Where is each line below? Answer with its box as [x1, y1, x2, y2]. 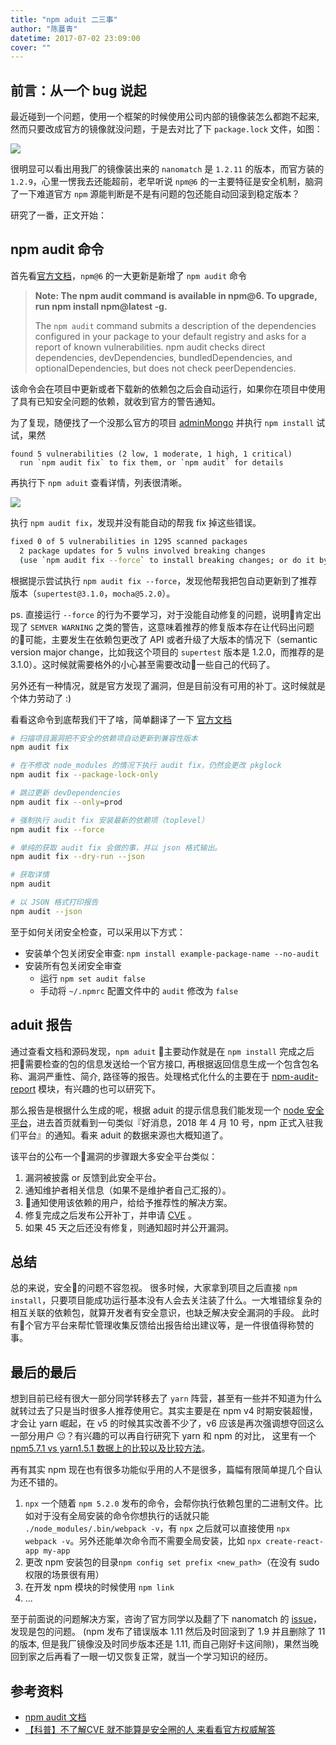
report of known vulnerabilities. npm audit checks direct [34, 341, 266, 353]
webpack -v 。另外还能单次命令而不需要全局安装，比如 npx [24, 1535, 262, 1547]
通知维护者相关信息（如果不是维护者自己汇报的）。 [24, 1184, 232, 1196]
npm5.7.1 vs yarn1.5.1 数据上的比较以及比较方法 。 [10, 1442, 211, 1455]
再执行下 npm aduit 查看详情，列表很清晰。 [10, 476, 188, 488]
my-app [43, 1546, 71, 1556]
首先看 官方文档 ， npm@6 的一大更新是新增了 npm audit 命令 [10, 269, 248, 281]
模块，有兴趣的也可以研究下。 [38, 1082, 162, 1095]
